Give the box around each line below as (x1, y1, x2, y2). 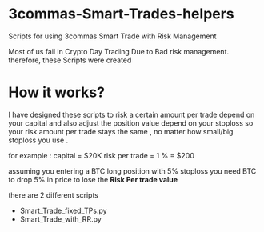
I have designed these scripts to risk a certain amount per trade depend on (8, 110, 255, 119)
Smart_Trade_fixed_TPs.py (19, 206, 107, 215)
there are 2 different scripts (8, 190, 98, 200)
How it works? (8, 83, 106, 102)
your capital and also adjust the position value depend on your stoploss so (8, 118, 254, 128)
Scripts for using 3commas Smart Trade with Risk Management (8, 31, 217, 41)
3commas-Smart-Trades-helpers (8, 5, 234, 23)
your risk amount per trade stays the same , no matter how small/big (8, 126, 234, 136)
